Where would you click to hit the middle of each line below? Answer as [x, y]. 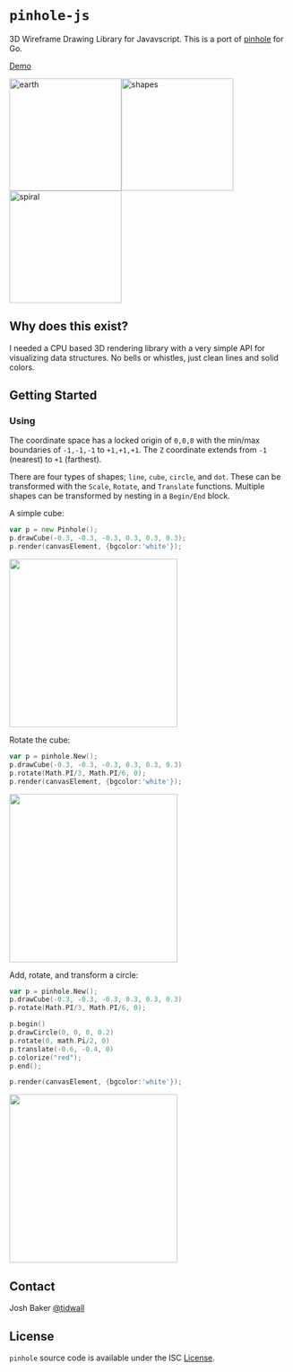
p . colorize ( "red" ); [46, 1058]
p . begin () [28, 1025]
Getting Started [53, 396]
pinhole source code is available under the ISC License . [112, 1358]
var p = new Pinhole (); [54, 530]
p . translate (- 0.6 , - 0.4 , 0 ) [62, 1049]
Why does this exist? [69, 326]
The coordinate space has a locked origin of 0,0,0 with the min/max [134, 440]
